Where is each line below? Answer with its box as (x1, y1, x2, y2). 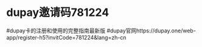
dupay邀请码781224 (6, 5, 110, 20)
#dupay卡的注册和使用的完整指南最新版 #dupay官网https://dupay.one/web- (6, 27, 197, 34)
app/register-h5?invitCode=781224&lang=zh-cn (6, 34, 127, 41)
